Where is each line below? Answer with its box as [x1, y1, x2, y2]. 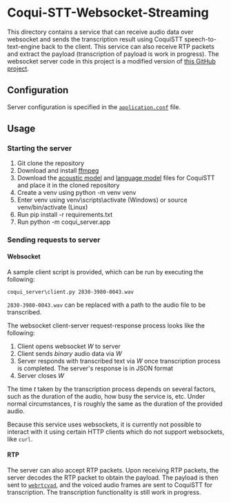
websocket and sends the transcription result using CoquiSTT [7, 35, 183, 43]
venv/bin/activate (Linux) [17, 203, 88, 211]
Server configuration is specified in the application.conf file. [7, 102, 181, 111]
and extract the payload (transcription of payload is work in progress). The [7, 50, 219, 58]
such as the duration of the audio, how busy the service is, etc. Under [7, 392, 205, 400]
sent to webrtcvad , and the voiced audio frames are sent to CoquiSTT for [7, 480, 213, 488]
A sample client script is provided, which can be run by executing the [7, 267, 203, 276]
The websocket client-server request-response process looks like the [7, 321, 205, 330]
